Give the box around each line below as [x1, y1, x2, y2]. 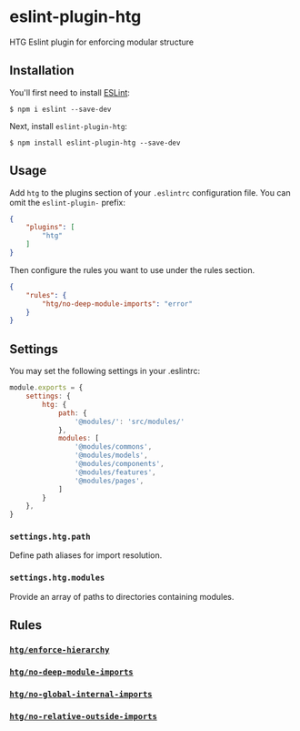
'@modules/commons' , [74, 442, 153, 452]
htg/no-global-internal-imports [9, 689, 153, 699]
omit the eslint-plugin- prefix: [9, 197, 125, 208]
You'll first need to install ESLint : [9, 86, 130, 97]
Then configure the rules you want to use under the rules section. [9, 264, 255, 275]
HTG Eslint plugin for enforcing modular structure [9, 36, 194, 47]
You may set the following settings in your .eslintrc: [9, 366, 201, 377]
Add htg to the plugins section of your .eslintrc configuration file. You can [9, 187, 291, 198]
